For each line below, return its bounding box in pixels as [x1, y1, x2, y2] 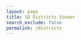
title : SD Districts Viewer [6, 14, 76, 20]
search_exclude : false [6, 19, 62, 25]
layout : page [6, 8, 38, 15]
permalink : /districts [6, 25, 62, 31]
